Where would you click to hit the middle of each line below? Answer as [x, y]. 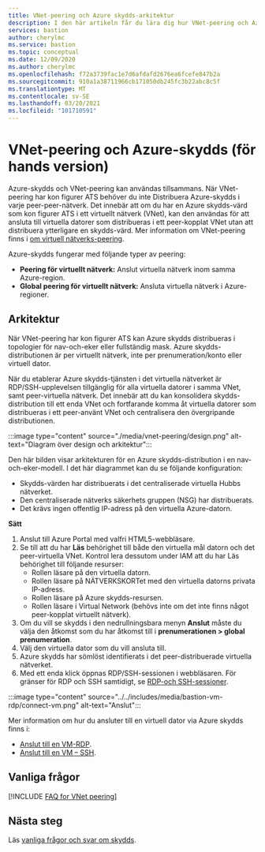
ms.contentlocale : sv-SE [49, 96]
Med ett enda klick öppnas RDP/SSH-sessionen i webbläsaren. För [128, 673]
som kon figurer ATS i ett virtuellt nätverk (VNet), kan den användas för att [129, 213]
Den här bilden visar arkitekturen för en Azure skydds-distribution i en [121, 459]
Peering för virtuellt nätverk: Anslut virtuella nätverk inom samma [127, 269]
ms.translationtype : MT [47, 89]
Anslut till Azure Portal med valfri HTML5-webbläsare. [107, 539]
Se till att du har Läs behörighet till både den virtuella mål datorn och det [137, 547]
